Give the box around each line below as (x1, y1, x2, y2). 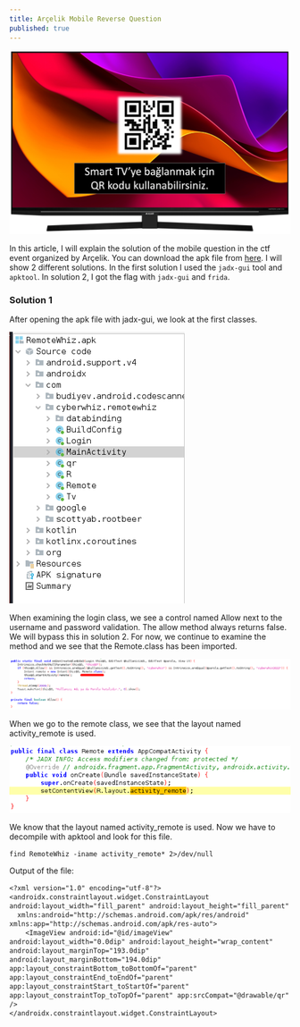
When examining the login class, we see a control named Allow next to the (9, 612, 283, 623)
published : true (9, 23, 70, 33)
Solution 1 (9, 293, 53, 306)
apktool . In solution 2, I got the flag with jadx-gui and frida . (9, 271, 230, 282)
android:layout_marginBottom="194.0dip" (9, 955, 162, 964)
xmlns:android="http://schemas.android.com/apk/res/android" (17, 911, 250, 920)
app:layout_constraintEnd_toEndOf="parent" (9, 973, 174, 982)
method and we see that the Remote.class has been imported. (9, 641, 238, 652)
